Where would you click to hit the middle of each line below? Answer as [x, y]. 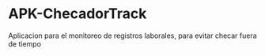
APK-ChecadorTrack [78, 14]
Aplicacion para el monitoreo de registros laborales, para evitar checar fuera [132, 35]
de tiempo [25, 43]
